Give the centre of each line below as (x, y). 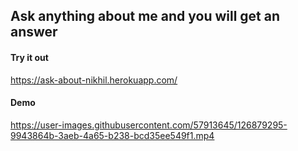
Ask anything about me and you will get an (145, 16)
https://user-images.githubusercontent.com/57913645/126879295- (149, 125)
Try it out (29, 57)
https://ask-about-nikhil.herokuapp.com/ (94, 80)
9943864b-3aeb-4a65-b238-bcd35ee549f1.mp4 (112, 135)
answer (34, 32)
